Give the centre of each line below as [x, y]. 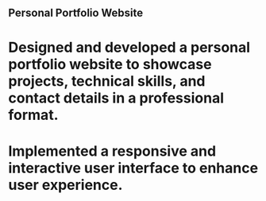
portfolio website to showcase [110, 64]
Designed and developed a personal [129, 47]
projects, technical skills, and [107, 81]
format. [33, 115]
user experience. [66, 185]
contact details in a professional [116, 98]
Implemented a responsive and [112, 151]
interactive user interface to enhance [133, 168]
